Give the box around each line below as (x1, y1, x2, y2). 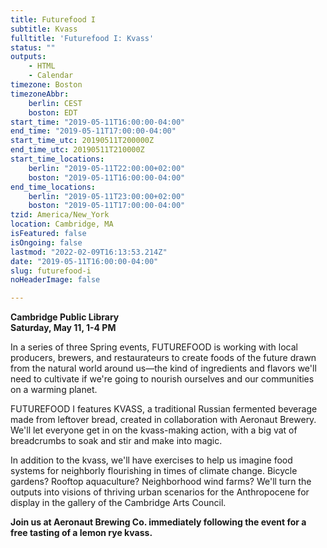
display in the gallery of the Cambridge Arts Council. (10, 497, 227, 509)
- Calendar (28, 71, 74, 81)
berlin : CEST (28, 98, 83, 108)
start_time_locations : (10, 154, 105, 164)
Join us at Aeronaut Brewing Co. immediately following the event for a (10, 516, 307, 528)
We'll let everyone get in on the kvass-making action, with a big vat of (10, 424, 298, 436)
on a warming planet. (10, 384, 98, 396)
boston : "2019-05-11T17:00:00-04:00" (28, 201, 186, 211)
